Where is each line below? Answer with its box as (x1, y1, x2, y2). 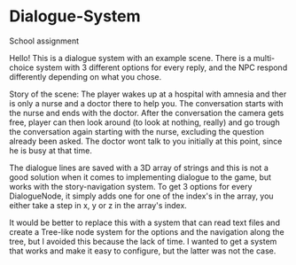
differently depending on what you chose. (9, 71, 162, 82)
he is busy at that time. (9, 144, 93, 156)
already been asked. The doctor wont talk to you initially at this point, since (9, 136, 283, 146)
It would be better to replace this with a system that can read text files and (9, 217, 281, 228)
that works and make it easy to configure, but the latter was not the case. (9, 246, 277, 256)
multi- (253, 52, 276, 63)
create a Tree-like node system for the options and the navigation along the (9, 226, 285, 237)
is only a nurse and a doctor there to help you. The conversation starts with (9, 97, 284, 108)
